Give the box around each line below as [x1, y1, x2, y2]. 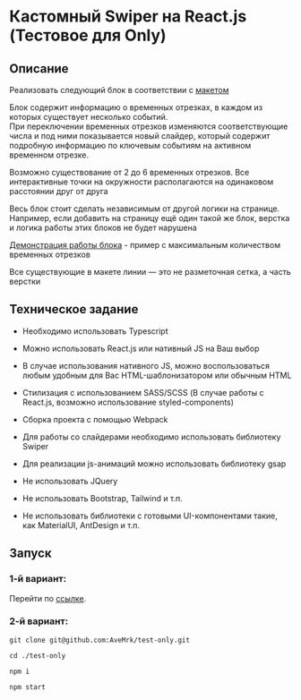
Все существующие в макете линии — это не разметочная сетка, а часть [9, 267, 291, 277]
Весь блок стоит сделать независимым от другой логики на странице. [9, 203, 280, 214]
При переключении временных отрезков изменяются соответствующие [9, 121, 288, 132]
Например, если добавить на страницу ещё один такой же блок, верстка [9, 213, 290, 223]
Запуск [9, 546, 52, 561]
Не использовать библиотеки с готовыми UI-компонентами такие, [21, 510, 278, 521]
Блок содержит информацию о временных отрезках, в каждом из [9, 102, 262, 113]
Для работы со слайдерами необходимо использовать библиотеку [21, 431, 281, 442]
